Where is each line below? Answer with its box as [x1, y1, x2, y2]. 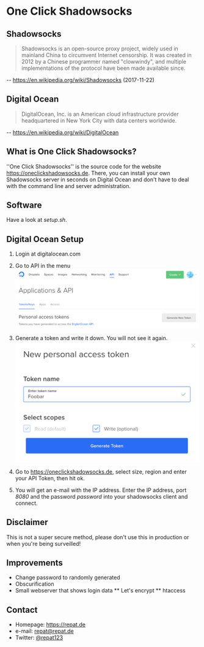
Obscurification [15, 580, 54, 588]
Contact [6, 605, 38, 615]
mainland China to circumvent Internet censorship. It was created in [21, 51, 192, 59]
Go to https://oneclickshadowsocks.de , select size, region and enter [15, 467, 188, 475]
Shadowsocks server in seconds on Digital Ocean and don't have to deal [6, 176, 189, 183]
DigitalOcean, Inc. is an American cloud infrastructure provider [21, 110, 179, 118]
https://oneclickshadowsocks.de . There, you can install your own [6, 169, 170, 176]
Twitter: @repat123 [15, 634, 63, 641]
